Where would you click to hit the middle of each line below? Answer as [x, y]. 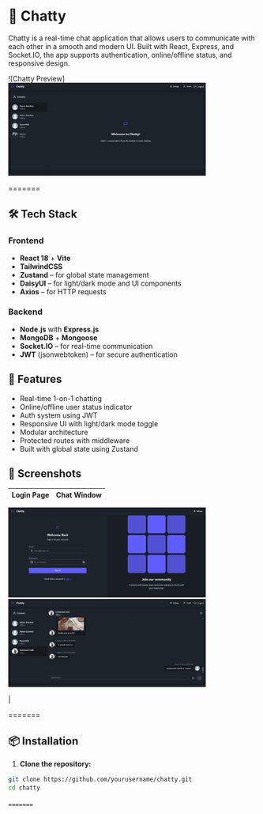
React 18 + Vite [45, 258]
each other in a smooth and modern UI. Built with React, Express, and [121, 46]
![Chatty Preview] [37, 78]
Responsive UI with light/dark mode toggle [89, 423]
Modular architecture [54, 432]
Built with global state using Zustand [79, 449]
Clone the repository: [55, 764]
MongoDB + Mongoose [58, 337]
